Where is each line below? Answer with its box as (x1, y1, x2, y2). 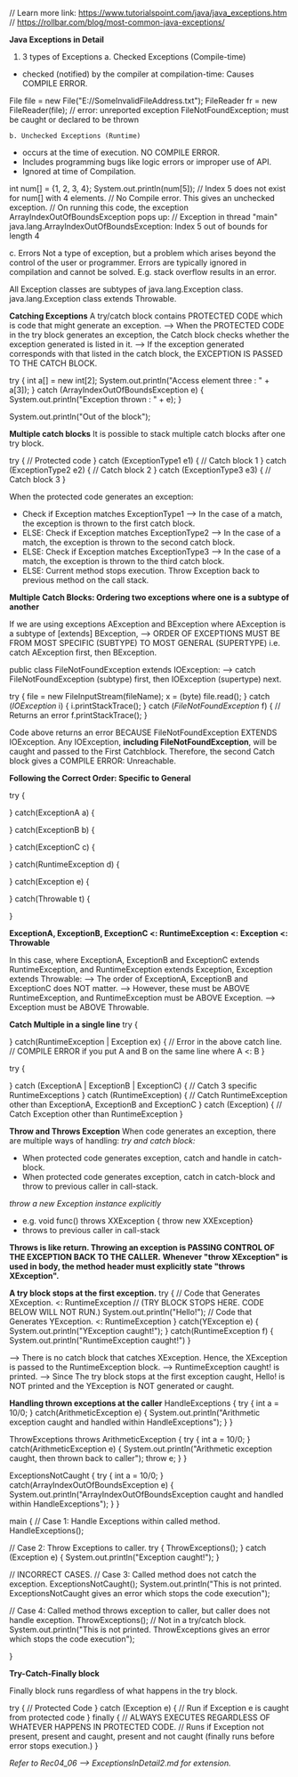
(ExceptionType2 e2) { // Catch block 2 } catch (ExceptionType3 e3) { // (9, 464, 271, 475)
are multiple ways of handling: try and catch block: (9, 1135, 196, 1146)
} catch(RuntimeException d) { (9, 859, 120, 869)
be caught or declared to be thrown (9, 115, 140, 125)
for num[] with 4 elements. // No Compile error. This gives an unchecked (9, 193, 276, 203)
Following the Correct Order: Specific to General (9, 773, 191, 783)
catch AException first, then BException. (9, 647, 157, 658)
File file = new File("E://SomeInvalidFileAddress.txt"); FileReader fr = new (9, 95, 278, 106)
